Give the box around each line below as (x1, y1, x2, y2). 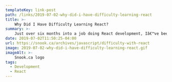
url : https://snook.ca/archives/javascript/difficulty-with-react (5, 41, 150, 46)
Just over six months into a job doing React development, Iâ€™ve (14, 31, 159, 36)
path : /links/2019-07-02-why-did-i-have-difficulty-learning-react (5, 12, 153, 17)
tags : (5, 60, 17, 65)
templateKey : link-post (5, 7, 56, 13)
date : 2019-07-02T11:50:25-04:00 (5, 36, 77, 41)
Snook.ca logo (14, 54, 45, 60)
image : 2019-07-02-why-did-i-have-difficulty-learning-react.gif (5, 45, 147, 50)
